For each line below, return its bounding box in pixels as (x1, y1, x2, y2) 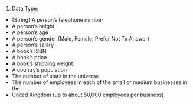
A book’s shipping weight (11, 60, 73, 67)
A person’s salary (11, 41, 54, 48)
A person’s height (11, 23, 55, 29)
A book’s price (11, 54, 47, 61)
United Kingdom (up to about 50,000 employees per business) (11, 91, 164, 98)
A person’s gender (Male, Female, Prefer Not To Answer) (11, 35, 149, 42)
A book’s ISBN (11, 48, 47, 55)
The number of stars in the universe (11, 73, 99, 79)
